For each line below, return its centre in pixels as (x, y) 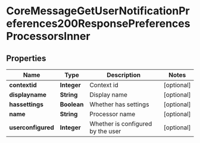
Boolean (72, 104)
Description (124, 75)
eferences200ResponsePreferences (98, 24)
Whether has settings (119, 104)
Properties (26, 58)
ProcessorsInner (48, 36)
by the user (105, 131)
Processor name (112, 114)
